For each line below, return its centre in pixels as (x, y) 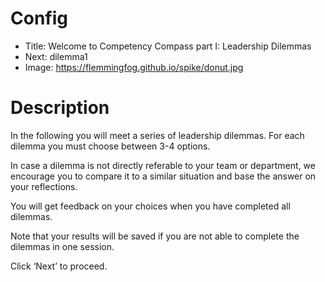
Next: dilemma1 (56, 56)
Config (39, 18)
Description (60, 108)
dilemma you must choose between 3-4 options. (110, 146)
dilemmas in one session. (62, 246)
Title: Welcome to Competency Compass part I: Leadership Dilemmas (168, 46)
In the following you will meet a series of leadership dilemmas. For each (157, 135)
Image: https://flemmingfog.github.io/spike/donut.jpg (134, 67)
